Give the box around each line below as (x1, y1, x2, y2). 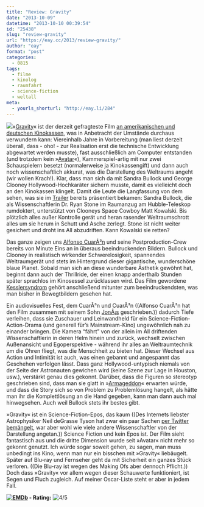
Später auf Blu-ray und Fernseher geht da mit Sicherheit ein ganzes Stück (6, 456, 192, 463)
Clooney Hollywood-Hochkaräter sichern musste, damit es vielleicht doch (6, 181, 192, 188)
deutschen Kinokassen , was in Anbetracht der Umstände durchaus (6, 129, 175, 136)
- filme (12, 71, 32, 77)
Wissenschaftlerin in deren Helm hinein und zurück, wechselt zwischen (6, 334, 186, 341)
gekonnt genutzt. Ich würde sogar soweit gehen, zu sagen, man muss (6, 443, 181, 450)
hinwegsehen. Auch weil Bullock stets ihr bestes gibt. (6, 399, 140, 406)
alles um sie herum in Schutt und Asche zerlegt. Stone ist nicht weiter (6, 220, 181, 227)
